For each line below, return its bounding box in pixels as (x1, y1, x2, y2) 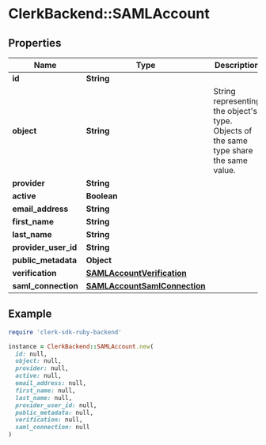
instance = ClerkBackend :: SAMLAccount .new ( (8, 342, 154, 350)
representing (213, 96, 261, 107)
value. (213, 165, 236, 175)
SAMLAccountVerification (85, 268, 188, 278)
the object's (213, 106, 258, 116)
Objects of (213, 126, 253, 136)
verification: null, (15, 416, 83, 424)
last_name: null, (15, 394, 73, 402)
